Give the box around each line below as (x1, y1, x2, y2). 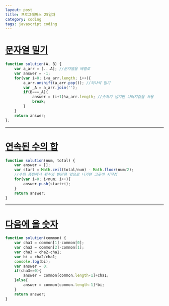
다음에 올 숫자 (5, 218, 58, 230)
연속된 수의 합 (5, 141, 58, 152)
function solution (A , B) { (5, 61, 62, 67)
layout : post (5, 7, 33, 13)
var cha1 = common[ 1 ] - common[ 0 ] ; (14, 240, 84, 246)
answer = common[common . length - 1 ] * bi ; (23, 282, 105, 287)
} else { (14, 278, 28, 283)
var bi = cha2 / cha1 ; (14, 254, 57, 259)
